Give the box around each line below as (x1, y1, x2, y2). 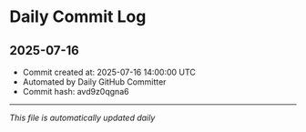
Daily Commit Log (9, 6, 147, 27)
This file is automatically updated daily (9, 112, 156, 123)
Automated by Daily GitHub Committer (22, 76, 167, 87)
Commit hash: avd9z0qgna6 (22, 86, 129, 96)
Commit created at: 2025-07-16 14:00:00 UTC (22, 66, 196, 77)
